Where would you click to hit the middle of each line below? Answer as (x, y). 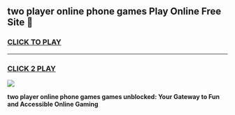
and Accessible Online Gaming (53, 104)
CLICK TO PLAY (34, 43)
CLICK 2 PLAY (31, 68)
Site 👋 (20, 23)
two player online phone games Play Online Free (114, 11)
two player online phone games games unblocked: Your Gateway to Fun (114, 96)
